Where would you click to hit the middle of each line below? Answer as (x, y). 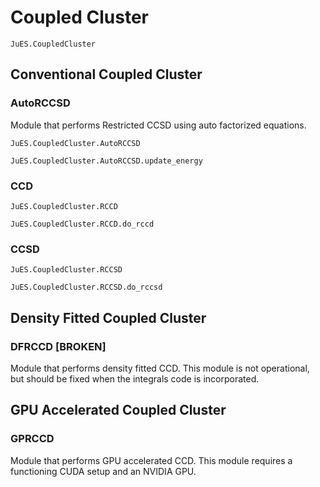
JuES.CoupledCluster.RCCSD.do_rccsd (86, 287)
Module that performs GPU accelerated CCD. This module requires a (151, 460)
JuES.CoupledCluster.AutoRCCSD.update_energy (106, 161)
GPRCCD (32, 439)
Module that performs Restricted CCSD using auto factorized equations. (158, 125)
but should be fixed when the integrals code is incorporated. (135, 378)
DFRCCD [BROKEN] (58, 346)
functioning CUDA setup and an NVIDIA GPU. (103, 471)
